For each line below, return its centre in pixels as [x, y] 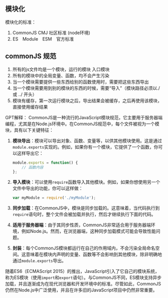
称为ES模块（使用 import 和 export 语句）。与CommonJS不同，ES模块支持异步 [83, 277]
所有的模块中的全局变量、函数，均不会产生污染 [61, 75]
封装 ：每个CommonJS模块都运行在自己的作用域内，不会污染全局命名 [84, 248]
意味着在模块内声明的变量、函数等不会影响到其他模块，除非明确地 [94, 254]
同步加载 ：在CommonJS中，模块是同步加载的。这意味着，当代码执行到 [86, 208]
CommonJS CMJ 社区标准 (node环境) [51, 33]
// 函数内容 [33, 167]
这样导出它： [30, 153]
